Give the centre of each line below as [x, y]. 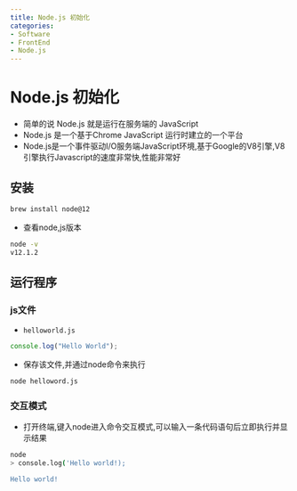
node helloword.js [44, 381]
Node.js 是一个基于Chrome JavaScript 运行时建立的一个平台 [133, 135]
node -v [24, 244]
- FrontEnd [30, 42]
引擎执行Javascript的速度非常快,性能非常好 [102, 158]
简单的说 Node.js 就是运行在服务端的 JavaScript [111, 124]
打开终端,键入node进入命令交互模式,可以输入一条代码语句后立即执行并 [152, 427]
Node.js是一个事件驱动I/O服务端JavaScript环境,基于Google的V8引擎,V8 [154, 146]
